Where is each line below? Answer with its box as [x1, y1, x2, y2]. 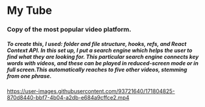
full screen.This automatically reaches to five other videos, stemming [7, 66, 187, 73]
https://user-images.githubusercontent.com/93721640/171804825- [7, 88, 175, 95]
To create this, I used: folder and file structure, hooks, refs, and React [7, 40, 187, 47]
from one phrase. [7, 72, 52, 79]
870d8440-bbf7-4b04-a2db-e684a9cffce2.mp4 [7, 94, 130, 102]
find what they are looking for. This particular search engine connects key [7, 53, 199, 60]
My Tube [7, 4, 52, 18]
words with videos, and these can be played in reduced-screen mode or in [7, 59, 199, 66]
